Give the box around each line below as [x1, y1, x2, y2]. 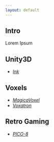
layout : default [5, 7, 39, 13]
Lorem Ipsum [5, 40, 33, 46]
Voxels [5, 83, 27, 92]
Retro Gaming [5, 117, 49, 126]
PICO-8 [12, 131, 29, 137]
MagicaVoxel [12, 97, 40, 103]
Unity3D [5, 55, 32, 64]
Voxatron [12, 103, 32, 109]
